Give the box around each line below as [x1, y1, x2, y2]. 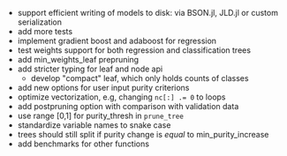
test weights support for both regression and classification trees [17, 45, 252, 56]
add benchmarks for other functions [17, 138, 150, 149]
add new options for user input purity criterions [17, 83, 190, 93]
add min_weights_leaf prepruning [17, 55, 140, 64]
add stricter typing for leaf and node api [17, 63, 163, 74]
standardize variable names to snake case [17, 120, 171, 130]
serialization [17, 17, 63, 27]
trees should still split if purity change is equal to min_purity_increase [17, 130, 269, 139]
